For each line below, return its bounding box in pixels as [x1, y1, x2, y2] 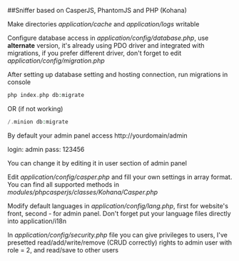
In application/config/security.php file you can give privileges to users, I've [7, 230, 228, 239]
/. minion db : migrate [7, 118, 69, 126]
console [7, 78, 31, 86]
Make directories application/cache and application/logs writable [7, 20, 200, 28]
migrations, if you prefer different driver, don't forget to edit [7, 49, 182, 57]
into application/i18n [7, 217, 66, 225]
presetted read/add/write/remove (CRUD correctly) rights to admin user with [7, 238, 233, 247]
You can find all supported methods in [7, 180, 120, 188]
